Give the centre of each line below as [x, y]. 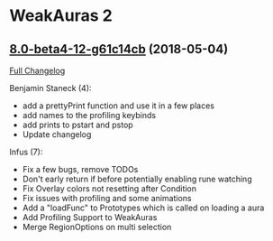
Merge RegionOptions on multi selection [97, 227]
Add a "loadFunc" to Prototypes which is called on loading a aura [143, 208]
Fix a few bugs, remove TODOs [80, 169]
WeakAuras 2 [61, 16]
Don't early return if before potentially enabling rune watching [137, 179]
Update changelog [57, 134]
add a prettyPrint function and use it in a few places [118, 106]
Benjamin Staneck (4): [50, 88]
